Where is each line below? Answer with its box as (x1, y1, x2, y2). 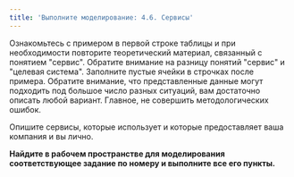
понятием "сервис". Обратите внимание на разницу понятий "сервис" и (9, 56, 286, 67)
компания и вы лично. (9, 131, 94, 141)
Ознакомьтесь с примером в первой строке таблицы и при (9, 38, 236, 48)
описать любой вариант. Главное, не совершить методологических (9, 95, 270, 105)
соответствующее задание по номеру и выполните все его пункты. (9, 157, 275, 168)
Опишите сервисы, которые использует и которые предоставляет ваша (9, 122, 284, 132)
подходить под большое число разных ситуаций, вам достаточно (9, 85, 261, 96)
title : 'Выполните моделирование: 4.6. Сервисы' (9, 13, 194, 22)
